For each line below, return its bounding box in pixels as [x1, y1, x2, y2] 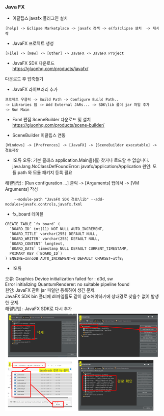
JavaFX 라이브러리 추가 [12, 86, 58, 92]
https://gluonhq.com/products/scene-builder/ [12, 122, 105, 128]
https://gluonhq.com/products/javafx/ [12, 66, 89, 72]
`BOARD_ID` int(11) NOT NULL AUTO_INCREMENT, [9, 227, 105, 232]
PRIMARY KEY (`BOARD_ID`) [9, 251, 63, 256]
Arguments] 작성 [5, 186, 38, 192]
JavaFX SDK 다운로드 [12, 60, 55, 66]
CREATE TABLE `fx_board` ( [5, 222, 60, 227]
